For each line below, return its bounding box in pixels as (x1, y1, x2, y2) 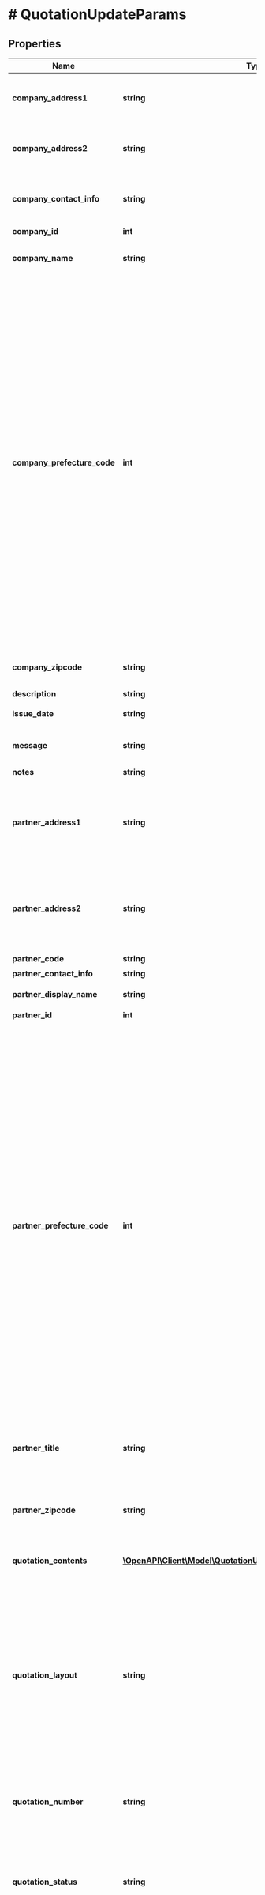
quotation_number (12, 1796, 84, 1807)
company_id (12, 226, 59, 236)
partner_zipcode (12, 1504, 77, 1516)
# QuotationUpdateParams (8, 6, 187, 24)
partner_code (12, 953, 65, 964)
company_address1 (12, 92, 88, 104)
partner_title (12, 1443, 60, 1453)
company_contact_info (12, 194, 100, 204)
